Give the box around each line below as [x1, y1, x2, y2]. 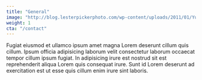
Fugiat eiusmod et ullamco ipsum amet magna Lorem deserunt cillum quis [6, 42, 189, 49]
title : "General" [6, 8, 50, 15]
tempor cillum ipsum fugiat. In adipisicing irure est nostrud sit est [6, 54, 167, 61]
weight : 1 [6, 20, 31, 26]
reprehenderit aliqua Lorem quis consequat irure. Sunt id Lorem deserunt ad [6, 61, 195, 68]
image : [6, 14, 23, 20]
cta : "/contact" [6, 25, 47, 32]
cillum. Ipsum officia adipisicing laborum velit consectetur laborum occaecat [6, 48, 195, 56]
